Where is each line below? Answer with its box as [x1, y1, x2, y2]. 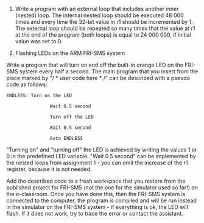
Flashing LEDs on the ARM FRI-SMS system [15, 49, 125, 57]
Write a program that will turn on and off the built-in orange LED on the [6, 61, 184, 68]
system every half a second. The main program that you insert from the [19, 68, 199, 75]
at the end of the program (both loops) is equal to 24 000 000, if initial [15, 31, 191, 38]
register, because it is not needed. [6, 166, 92, 173]
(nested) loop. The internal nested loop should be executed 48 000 [15, 12, 184, 19]
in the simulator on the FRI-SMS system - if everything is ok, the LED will [6, 203, 189, 210]
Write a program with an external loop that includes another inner [15, 5, 179, 12]
